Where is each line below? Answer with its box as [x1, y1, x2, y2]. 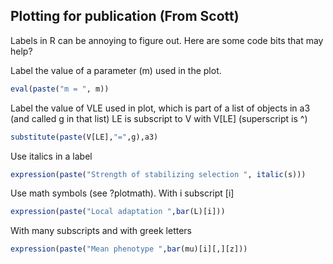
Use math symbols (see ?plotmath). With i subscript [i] [10, 187, 235, 199]
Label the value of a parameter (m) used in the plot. [10, 64, 222, 76]
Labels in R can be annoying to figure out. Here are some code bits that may [10, 34, 324, 46]
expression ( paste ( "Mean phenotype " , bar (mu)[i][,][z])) [10, 244, 248, 254]
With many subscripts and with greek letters [10, 225, 193, 237]
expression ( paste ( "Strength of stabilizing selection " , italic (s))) [10, 169, 307, 179]
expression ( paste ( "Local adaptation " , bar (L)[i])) [10, 207, 226, 217]
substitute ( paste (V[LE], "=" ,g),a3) [10, 132, 159, 142]
